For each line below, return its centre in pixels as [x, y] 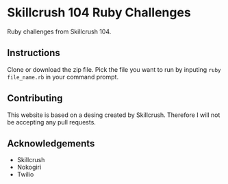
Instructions [34, 53]
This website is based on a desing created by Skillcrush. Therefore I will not [114, 115]
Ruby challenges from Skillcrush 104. [59, 31]
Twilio [25, 174]
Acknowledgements [51, 143]
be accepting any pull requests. [51, 122]
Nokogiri [29, 167]
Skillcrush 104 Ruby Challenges [99, 13]
